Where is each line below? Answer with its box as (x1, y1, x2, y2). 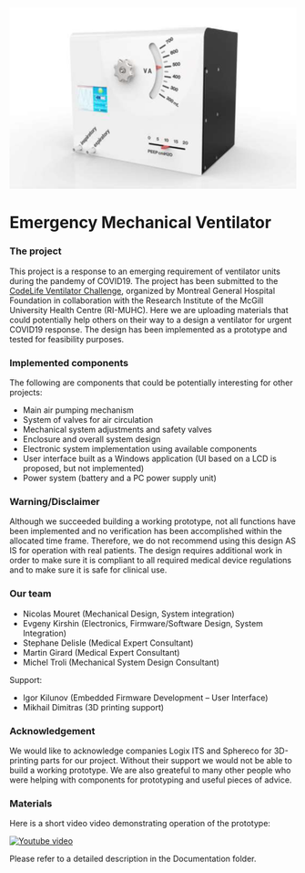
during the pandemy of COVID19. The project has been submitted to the (9, 275, 279, 286)
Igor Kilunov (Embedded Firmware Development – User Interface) (22, 692, 269, 703)
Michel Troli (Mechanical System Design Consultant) (22, 657, 220, 668)
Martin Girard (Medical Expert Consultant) (22, 647, 180, 657)
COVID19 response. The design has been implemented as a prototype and (9, 323, 288, 335)
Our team (9, 587, 52, 600)
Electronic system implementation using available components (22, 443, 258, 454)
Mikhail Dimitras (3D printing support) (22, 701, 165, 712)
